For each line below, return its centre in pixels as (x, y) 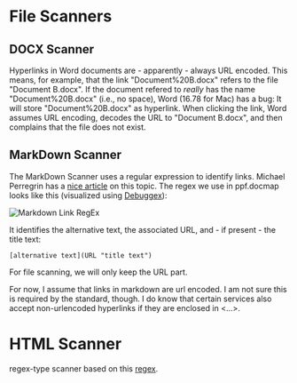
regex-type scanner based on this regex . (84, 368)
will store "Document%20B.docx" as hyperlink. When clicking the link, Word (148, 108)
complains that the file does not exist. (78, 127)
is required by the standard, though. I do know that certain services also (141, 299)
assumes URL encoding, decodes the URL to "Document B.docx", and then (146, 118)
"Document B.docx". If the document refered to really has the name (132, 89)
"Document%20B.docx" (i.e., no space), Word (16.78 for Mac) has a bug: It (145, 99)
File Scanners (61, 16)
